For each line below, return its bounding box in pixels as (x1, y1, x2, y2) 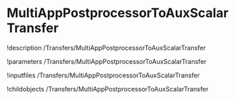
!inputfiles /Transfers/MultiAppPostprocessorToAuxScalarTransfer (6, 71, 200, 79)
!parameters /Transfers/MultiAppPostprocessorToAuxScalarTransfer (6, 57, 207, 65)
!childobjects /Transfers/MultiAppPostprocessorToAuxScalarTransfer (6, 84, 209, 93)
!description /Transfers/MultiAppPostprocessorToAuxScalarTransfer (6, 43, 206, 52)
